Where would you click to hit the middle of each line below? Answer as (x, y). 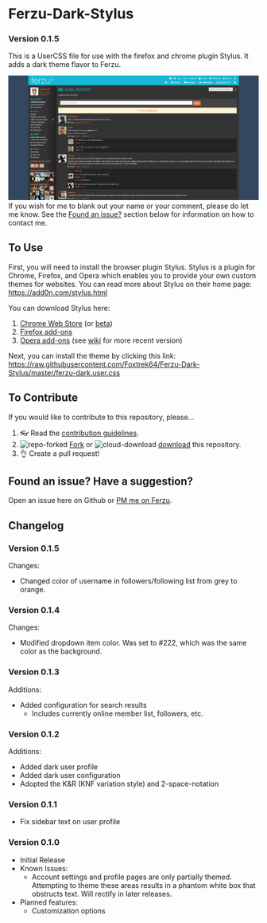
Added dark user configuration (70, 776)
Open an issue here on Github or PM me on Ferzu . (90, 501)
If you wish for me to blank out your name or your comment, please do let (128, 206)
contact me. (28, 223)
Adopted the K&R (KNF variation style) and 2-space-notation (119, 784)
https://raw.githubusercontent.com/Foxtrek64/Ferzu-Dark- (104, 364)
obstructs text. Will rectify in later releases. (102, 894)
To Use (26, 248)
